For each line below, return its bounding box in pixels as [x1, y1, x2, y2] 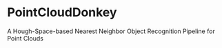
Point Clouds [7, 34, 43, 42]
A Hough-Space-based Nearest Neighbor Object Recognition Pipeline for [7, 27, 215, 35]
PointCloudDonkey [7, 5, 117, 20]
